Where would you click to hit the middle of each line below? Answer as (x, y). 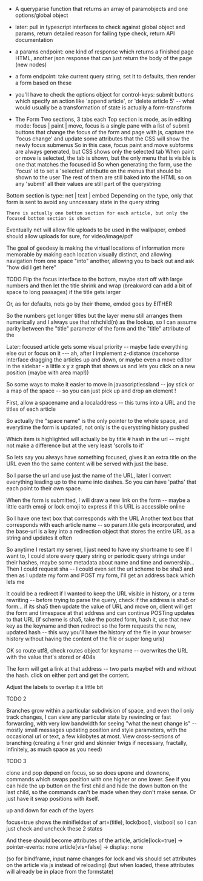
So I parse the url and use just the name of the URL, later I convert (89, 475)
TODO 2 (16, 699)
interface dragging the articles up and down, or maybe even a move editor (99, 360)
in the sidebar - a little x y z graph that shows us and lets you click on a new (101, 366)
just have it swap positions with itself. (53, 799)
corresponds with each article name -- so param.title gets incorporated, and (101, 525)
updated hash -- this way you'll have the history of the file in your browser (99, 632)
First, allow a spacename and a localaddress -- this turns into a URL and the (101, 403)
